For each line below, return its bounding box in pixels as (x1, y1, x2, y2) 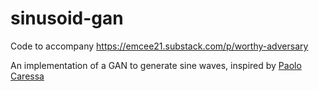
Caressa (10, 70, 45, 82)
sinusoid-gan (10, 7, 124, 30)
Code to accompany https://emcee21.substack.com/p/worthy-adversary (10, 40, 309, 52)
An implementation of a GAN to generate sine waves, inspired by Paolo (10, 59, 302, 71)
